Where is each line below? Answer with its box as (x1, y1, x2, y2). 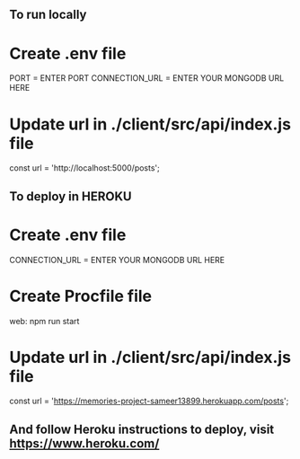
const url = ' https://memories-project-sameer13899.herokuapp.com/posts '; (9, 395, 289, 407)
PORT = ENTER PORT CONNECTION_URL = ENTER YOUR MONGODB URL (9, 73, 285, 84)
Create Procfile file (9, 286, 153, 306)
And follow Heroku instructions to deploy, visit (9, 421, 275, 437)
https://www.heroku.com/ (9, 436, 160, 451)
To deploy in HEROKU (9, 189, 132, 204)
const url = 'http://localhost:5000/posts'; (9, 163, 160, 173)
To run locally (9, 7, 87, 22)
